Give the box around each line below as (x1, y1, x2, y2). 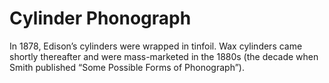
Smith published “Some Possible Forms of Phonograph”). (9, 61, 245, 73)
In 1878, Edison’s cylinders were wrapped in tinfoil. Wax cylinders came (9, 40, 303, 52)
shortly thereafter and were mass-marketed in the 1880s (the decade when (9, 50, 319, 62)
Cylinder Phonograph (9, 7, 192, 30)
